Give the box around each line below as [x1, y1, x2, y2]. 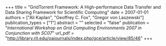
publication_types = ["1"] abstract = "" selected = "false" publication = [5, 20, 150, 25]
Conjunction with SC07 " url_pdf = [5, 30, 74, 36]
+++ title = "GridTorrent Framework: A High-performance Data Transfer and [5, 4, 161, 10]
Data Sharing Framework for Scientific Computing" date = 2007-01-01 [5, 9, 149, 15]
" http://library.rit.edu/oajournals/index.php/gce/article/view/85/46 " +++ [5, 35, 153, 41]
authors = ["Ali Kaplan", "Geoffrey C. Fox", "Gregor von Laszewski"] [5, 15, 144, 20]
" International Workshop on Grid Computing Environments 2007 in [5, 25, 142, 31]
